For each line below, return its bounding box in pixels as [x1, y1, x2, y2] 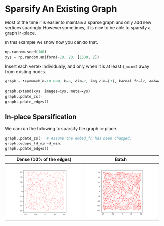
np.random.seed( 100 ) [5, 49, 47, 54]
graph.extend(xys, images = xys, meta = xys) [5, 89, 91, 94]
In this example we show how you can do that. [5, 39, 99, 45]
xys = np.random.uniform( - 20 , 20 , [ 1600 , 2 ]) [5, 55, 99, 60]
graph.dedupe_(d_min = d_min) [5, 141, 62, 146]
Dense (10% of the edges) [16, 156, 72, 162]
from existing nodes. [5, 68, 46, 74]
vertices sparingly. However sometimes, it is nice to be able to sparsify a [5, 24, 151, 30]
